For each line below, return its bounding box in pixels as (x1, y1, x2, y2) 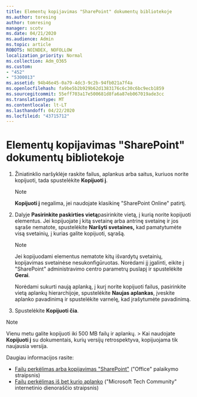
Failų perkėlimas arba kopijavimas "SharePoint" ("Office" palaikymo (14, 366, 179, 373)
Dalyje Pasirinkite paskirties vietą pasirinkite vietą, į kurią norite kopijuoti (14, 211, 191, 219)
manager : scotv (6, 25, 44, 31)
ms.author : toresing (6, 14, 57, 20)
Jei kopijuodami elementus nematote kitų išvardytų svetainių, (14, 253, 163, 260)
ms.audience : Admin (6, 36, 54, 42)
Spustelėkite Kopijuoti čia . (14, 307, 79, 314)
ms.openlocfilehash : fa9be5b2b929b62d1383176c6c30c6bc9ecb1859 (6, 86, 165, 92)
